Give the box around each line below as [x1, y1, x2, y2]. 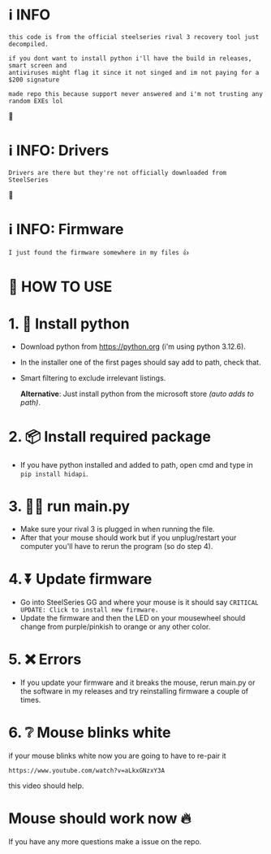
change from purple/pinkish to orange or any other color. [19, 621, 211, 631]
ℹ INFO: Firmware [8, 220, 124, 239]
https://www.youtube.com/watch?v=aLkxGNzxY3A [8, 766, 165, 774]
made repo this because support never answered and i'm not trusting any [8, 89, 264, 98]
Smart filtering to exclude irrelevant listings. [19, 373, 166, 382]
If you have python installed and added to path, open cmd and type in [19, 460, 253, 469]
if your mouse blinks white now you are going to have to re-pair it [8, 751, 226, 760]
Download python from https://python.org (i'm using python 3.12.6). [19, 342, 246, 351]
